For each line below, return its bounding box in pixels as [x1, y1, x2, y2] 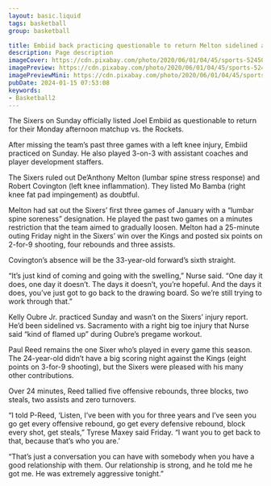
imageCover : [8, 56, 48, 64]
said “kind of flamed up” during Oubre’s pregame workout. [8, 330, 202, 339]
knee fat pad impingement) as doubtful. [8, 190, 140, 200]
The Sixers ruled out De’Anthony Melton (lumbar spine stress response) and [8, 172, 261, 182]
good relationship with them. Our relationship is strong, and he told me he [8, 460, 252, 470]
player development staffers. [8, 157, 104, 167]
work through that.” [8, 297, 73, 306]
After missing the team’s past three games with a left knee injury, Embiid [8, 140, 248, 150]
